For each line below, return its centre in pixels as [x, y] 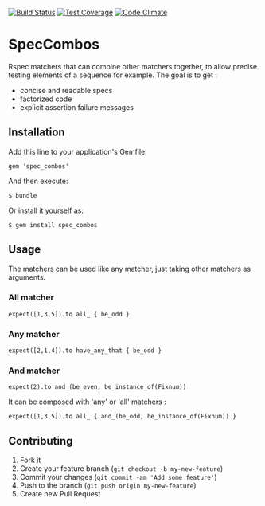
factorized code [46, 99]
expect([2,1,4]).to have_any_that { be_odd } [85, 351]
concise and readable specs [66, 90]
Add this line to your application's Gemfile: [78, 151]
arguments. [27, 277]
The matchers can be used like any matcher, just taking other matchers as [130, 269]
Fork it [30, 460]
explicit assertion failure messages [76, 107]
